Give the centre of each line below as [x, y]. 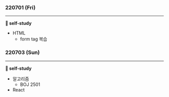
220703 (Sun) [23, 53]
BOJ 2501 [30, 84]
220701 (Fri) [20, 8]
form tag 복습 [34, 39]
